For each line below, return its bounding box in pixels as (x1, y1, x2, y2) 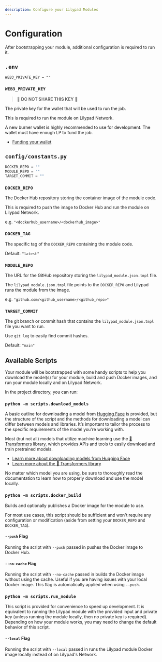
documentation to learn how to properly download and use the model (5, 475, 144, 481)
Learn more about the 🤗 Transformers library (12, 461, 102, 467)
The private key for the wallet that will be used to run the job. (5, 105, 126, 111)
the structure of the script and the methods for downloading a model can (5, 416, 150, 422)
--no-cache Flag (5, 560, 37, 566)
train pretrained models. (5, 446, 53, 452)
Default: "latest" (5, 250, 40, 256)
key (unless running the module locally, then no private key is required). (5, 614, 147, 620)
